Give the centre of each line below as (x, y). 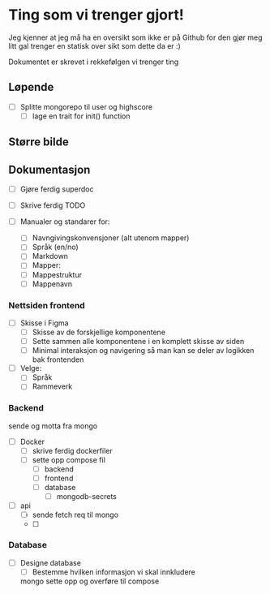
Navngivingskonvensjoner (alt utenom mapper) (111, 238)
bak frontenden (58, 359)
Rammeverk (52, 386)
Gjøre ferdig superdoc (57, 189)
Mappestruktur (57, 274)
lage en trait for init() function (81, 116)
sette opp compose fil (69, 459)
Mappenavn (52, 284)
